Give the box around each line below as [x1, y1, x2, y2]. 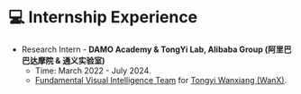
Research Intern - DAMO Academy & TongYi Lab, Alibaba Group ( [21, 44, 269, 55]
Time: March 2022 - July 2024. [34, 64, 151, 76]
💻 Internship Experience [8, 7, 198, 28]
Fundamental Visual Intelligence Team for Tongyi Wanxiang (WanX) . [34, 74, 287, 85]
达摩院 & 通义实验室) [29, 55, 105, 65]
